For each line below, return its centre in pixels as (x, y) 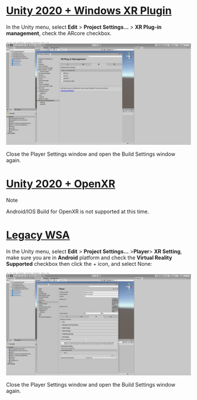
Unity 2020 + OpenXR (61, 184)
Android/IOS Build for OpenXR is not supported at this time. (78, 211)
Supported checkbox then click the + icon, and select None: (79, 264)
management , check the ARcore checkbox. (59, 33)
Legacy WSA (38, 235)
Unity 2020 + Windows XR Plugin (89, 11)
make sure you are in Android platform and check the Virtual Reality (89, 257)
